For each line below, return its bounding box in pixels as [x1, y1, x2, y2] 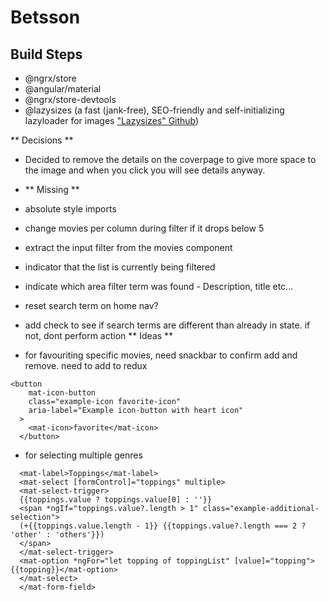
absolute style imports [24, 203, 117, 215]
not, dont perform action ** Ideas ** [24, 330, 174, 341]
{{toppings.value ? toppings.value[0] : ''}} [19, 495, 213, 505]
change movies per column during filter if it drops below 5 [24, 222, 265, 234]
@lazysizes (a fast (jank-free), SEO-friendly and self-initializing [24, 104, 285, 116]
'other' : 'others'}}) [10, 530, 105, 540]
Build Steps [10, 46, 83, 63]
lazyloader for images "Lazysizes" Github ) [24, 115, 200, 126]
